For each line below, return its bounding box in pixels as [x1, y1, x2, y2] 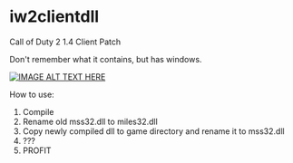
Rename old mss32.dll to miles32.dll [22, 116, 159, 127]
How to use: [9, 89, 54, 100]
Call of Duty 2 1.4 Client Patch [9, 36, 122, 47]
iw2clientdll [9, 6, 100, 27]
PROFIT [22, 145, 52, 156]
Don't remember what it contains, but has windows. [9, 53, 202, 64]
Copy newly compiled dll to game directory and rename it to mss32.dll [22, 125, 285, 137]
